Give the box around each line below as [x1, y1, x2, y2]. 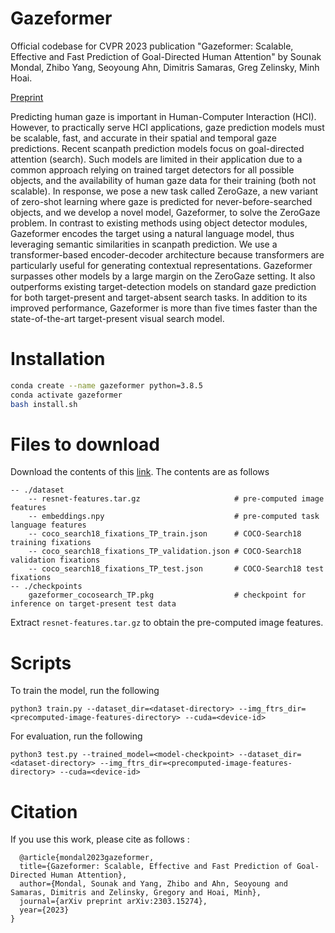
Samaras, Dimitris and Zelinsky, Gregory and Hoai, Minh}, [10, 888, 262, 898]
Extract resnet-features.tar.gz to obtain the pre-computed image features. [10, 617, 324, 629]
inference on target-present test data [10, 599, 177, 609]
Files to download [10, 433, 160, 456]
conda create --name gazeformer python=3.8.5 [10, 380, 203, 391]
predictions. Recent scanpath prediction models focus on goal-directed [10, 142, 305, 154]
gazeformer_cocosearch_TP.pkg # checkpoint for [28, 590, 307, 601]
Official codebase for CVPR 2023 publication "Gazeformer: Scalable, [10, 40, 294, 52]
